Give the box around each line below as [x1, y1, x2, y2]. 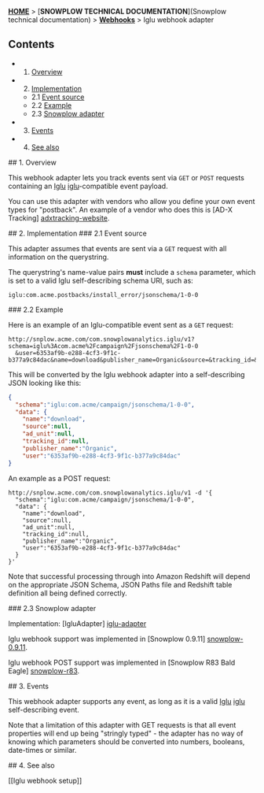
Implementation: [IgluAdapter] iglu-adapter [8, 618, 147, 628]
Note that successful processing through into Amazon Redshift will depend [8, 571, 251, 581]
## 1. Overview [8, 157, 57, 167]
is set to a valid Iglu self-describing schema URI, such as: [8, 276, 194, 285]
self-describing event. [8, 705, 80, 714]
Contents [8, 38, 55, 51]
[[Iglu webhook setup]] [8, 776, 82, 785]
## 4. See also [8, 760, 55, 770]
